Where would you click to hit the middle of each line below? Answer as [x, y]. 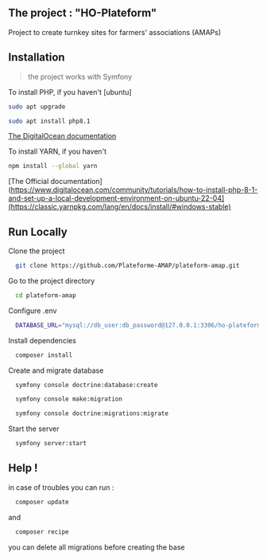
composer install [44, 355]
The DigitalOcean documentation [62, 136]
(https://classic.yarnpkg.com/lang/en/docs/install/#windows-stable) [120, 207]
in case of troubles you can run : [61, 487]
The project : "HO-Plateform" [83, 13]
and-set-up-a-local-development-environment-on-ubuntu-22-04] [116, 198]
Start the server [34, 429]
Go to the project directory [52, 280]
